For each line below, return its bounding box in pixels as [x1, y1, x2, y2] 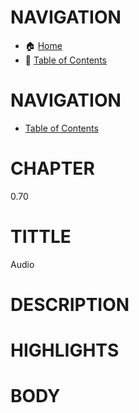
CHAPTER [10, 157, 95, 180]
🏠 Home [24, 39, 63, 51]
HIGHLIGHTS [10, 339, 120, 362]
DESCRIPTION [10, 293, 130, 316]
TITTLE [10, 226, 72, 248]
